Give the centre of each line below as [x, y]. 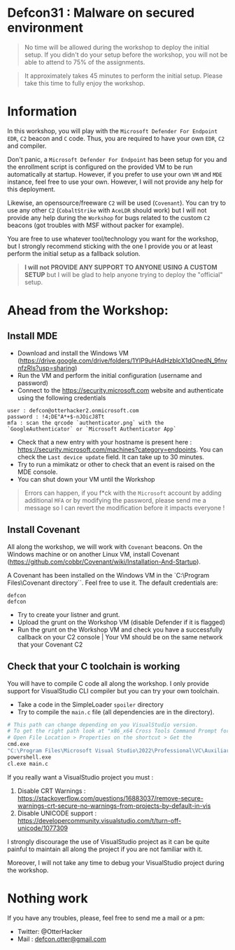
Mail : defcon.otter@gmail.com [62, 939]
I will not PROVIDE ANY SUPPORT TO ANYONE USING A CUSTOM [121, 267]
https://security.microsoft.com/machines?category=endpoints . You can [120, 449]
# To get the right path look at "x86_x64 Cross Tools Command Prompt [112, 731]
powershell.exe [29, 757]
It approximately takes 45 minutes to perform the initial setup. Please [123, 76]
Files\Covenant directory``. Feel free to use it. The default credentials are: [113, 583]
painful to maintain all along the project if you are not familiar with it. [105, 849]
